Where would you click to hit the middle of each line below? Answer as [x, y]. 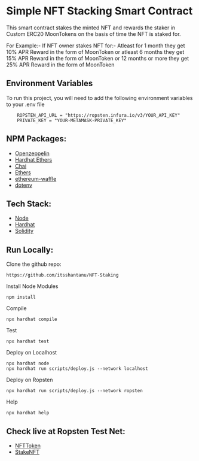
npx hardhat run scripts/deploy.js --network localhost [77, 369]
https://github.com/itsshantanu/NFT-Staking [62, 275]
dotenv [24, 185]
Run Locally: [30, 250]
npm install [21, 298]
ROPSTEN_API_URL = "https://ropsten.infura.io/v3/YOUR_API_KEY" [99, 115]
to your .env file [25, 104]
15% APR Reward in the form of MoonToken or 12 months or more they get [98, 58]
